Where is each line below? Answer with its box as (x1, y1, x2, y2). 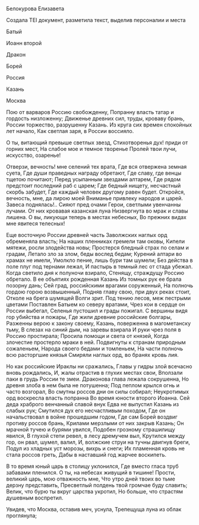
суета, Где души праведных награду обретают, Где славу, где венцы (6, 169, 182, 176)
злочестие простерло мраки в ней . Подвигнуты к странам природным (6, 339, 186, 346)
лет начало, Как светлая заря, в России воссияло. (6, 128, 134, 134)
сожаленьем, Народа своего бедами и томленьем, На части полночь (6, 345, 183, 352)
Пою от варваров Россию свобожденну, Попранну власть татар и (6, 109, 174, 115)
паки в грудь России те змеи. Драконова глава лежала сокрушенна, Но (6, 375, 189, 382)
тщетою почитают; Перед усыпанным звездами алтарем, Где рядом (6, 176, 181, 183)
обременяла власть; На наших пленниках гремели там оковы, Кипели (6, 238, 185, 245)
